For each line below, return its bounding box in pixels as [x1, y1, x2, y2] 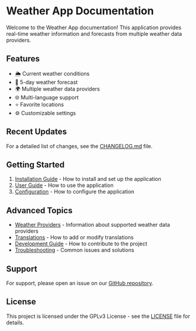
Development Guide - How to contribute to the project [14, 240, 148, 248]
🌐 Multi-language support [14, 93, 79, 101]
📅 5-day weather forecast [14, 79, 78, 86]
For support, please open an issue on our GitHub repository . [6, 280, 154, 286]
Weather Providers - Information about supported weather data [14, 221, 170, 229]
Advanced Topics [6, 205, 73, 216]
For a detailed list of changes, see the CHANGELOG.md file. [6, 142, 153, 149]
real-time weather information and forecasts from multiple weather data [6, 30, 182, 37]
